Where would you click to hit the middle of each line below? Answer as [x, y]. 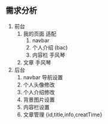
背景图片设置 [39, 100]
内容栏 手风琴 [49, 55]
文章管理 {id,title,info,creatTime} [63, 114]
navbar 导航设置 [43, 77]
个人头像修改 [39, 85]
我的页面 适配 [40, 33]
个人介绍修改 [39, 92]
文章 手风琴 [37, 62]
